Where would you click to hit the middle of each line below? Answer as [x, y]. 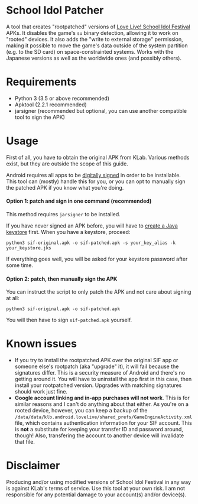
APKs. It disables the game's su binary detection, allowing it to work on [92, 32]
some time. [20, 265]
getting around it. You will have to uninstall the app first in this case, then [103, 379]
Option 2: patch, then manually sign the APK [62, 279]
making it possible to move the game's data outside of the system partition [97, 45]
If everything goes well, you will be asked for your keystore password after [97, 259]
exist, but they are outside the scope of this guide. [67, 164]
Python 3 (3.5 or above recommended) [62, 98]
